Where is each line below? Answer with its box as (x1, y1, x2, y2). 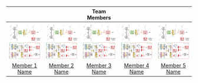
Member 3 (86, 62, 112, 69)
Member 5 (161, 62, 186, 69)
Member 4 (124, 62, 150, 69)
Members (87, 14, 111, 21)
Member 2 (48, 62, 74, 69)
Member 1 (12, 62, 37, 69)
